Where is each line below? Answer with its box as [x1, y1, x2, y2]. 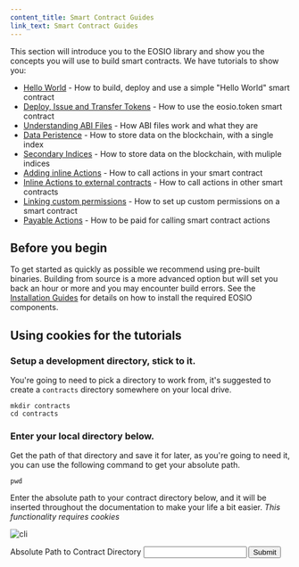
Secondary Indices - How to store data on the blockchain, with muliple [22, 148, 282, 159]
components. [10, 302, 59, 313]
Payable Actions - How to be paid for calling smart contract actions [22, 215, 270, 226]
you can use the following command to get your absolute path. [10, 460, 240, 471]
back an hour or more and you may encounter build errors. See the [10, 283, 256, 294]
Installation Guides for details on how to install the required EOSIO [10, 292, 253, 303]
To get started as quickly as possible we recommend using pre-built [10, 264, 261, 275]
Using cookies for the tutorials [10, 327, 182, 343]
